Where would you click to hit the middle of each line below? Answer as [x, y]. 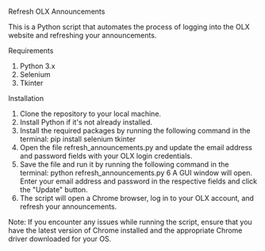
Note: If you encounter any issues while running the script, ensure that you [130, 222]
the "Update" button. [54, 189]
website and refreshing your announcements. [83, 35]
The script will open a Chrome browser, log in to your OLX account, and [136, 198]
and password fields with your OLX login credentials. [106, 156]
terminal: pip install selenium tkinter [78, 139]
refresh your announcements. [68, 207]
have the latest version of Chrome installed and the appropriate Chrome [125, 230]
